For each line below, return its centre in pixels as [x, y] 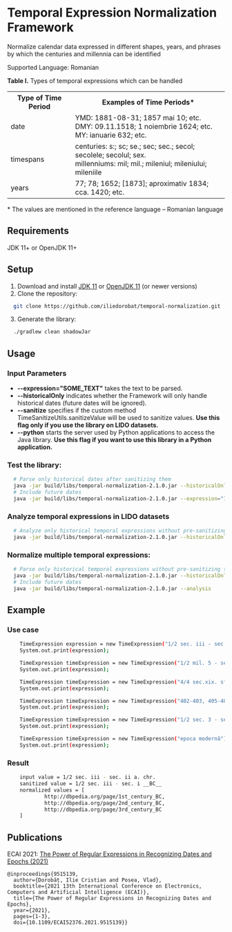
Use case [23, 630]
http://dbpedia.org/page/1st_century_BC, [105, 796]
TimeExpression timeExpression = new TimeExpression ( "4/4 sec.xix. [118, 682]
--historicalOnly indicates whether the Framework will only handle [112, 395]
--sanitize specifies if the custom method [77, 410]
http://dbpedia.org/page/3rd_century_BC [103, 810]
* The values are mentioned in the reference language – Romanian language [115, 209]
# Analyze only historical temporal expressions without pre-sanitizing [120, 531]
